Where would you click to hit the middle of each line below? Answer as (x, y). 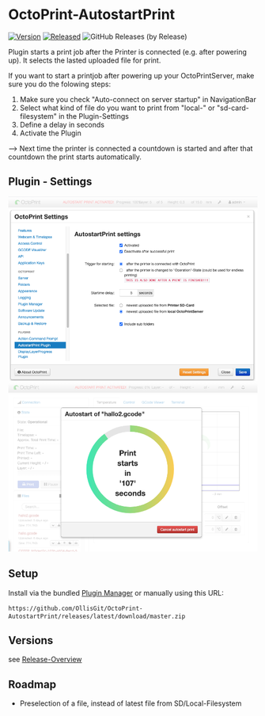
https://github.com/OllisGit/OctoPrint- (76, 608)
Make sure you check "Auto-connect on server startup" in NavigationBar (138, 99)
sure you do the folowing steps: (60, 84)
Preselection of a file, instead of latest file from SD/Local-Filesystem (131, 703)
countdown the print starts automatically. (75, 157)
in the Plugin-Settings (93, 116)
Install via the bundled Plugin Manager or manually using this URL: (116, 592)
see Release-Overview (45, 660)
